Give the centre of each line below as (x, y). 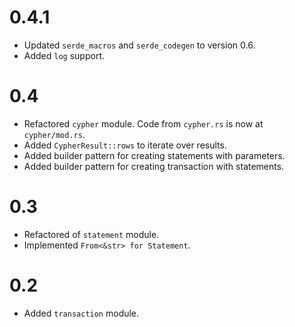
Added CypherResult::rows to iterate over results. (125, 145)
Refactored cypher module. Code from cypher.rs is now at (143, 123)
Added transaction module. (81, 313)
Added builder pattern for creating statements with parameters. (154, 155)
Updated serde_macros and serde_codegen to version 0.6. (139, 45)
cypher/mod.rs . (54, 134)
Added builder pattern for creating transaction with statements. (154, 166)
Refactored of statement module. (91, 234)
